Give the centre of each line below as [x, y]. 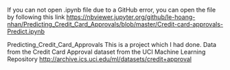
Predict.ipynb [26, 31]
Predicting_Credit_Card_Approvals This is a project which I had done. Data [112, 45]
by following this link [36, 17]
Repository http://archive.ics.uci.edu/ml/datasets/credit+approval [100, 59]
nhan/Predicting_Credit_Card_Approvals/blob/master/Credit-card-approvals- [115, 24]
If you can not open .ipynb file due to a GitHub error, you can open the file [112, 10]
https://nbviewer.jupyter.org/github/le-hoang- [131, 17]
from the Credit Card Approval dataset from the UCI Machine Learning [106, 52]
